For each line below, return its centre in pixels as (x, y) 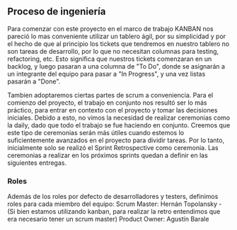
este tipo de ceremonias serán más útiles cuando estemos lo (96, 132)
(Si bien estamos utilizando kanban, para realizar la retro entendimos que (114, 212)
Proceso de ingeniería (57, 12)
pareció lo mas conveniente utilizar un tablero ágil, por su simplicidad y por (117, 36)
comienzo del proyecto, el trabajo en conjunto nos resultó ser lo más (107, 103)
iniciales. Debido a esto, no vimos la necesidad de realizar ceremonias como (119, 117)
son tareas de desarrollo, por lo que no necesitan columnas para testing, (113, 51)
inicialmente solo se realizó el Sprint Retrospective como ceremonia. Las (113, 147)
